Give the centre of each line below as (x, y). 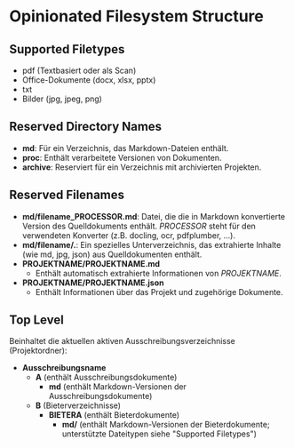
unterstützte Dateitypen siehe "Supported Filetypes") (159, 434)
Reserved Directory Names (86, 127)
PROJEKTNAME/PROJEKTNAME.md (91, 263)
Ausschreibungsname (64, 368)
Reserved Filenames (67, 195)
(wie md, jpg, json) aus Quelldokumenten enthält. (112, 254)
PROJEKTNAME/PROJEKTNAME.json (93, 283)
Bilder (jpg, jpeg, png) (62, 99)
